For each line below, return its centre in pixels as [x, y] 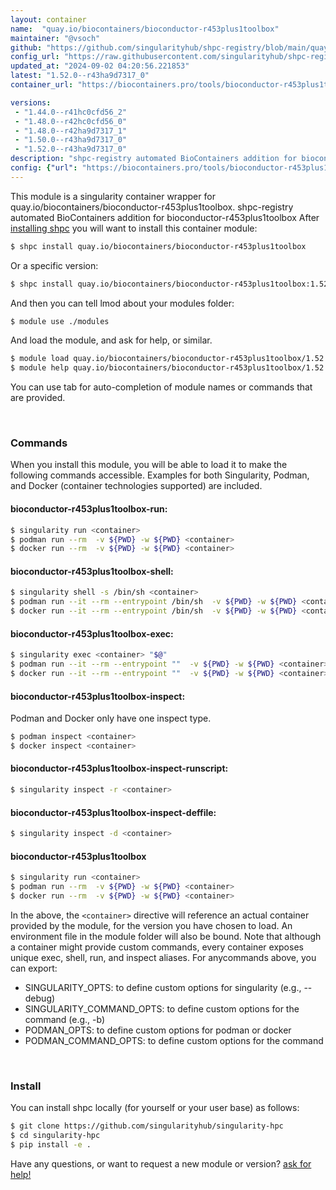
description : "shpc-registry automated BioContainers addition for [154, 159]
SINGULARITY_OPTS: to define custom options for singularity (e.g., [163, 987]
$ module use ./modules [60, 321]
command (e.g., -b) [65, 1019]
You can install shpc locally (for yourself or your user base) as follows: [155, 1108]
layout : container [48, 19]
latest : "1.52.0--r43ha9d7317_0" [80, 76]
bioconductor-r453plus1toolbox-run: [89, 509]
